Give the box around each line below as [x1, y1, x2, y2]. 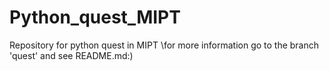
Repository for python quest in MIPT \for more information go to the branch [9, 39, 320, 51]
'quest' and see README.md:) [9, 49, 134, 61]
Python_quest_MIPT [9, 6, 181, 29]
